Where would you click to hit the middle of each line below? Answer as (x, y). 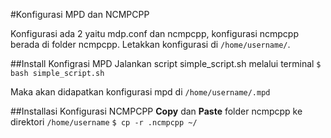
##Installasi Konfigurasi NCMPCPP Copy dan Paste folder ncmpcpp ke (156, 111)
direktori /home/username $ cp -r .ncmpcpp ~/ (104, 122)
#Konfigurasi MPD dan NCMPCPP (80, 14)
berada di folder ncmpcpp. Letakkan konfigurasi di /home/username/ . (150, 44)
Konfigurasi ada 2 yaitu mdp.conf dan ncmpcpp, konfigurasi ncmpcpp (155, 33)
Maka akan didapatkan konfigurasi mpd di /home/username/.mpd (140, 92)
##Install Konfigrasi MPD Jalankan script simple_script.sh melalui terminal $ (166, 63)
